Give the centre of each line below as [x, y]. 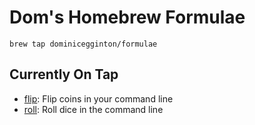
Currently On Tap [64, 74]
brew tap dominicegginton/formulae [83, 44]
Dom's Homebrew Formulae [127, 17]
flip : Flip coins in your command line [98, 98]
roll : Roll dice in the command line [93, 109]
